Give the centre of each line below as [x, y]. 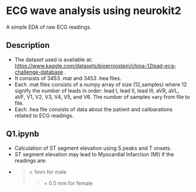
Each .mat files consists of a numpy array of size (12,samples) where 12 [101, 84]
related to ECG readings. [44, 115]
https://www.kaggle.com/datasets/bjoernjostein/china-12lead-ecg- [95, 66]
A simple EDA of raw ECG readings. [49, 27]
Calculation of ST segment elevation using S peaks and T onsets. [93, 148]
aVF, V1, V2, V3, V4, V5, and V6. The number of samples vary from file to [102, 97]
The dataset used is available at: [53, 59]
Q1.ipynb [23, 134]
